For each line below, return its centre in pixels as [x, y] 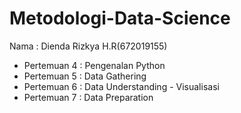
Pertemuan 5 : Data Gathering [85, 76]
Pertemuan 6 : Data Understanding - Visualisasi [121, 86]
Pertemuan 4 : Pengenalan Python [94, 65]
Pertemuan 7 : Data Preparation [88, 97]
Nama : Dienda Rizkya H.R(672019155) [88, 46]
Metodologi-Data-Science [120, 18]
